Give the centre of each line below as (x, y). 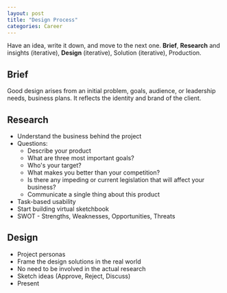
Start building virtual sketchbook (63, 209)
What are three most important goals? (81, 158)
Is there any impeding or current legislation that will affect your (116, 180)
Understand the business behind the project (79, 136)
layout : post (26, 13)
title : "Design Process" (43, 20)
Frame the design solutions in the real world (79, 262)
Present (28, 283)
